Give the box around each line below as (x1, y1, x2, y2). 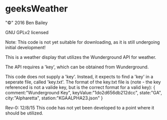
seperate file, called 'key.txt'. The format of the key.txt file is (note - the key (5, 79, 161, 85)
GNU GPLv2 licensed (5, 29, 49, 35)
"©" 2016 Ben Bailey (5, 20, 48, 26)
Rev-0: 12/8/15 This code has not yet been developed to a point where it (5, 104, 154, 110)
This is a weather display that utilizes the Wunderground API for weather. (5, 54, 156, 60)
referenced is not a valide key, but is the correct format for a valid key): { (5, 84, 155, 90)
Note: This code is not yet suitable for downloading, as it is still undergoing (5, 39, 160, 45)
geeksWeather (5, 3, 68, 15)
